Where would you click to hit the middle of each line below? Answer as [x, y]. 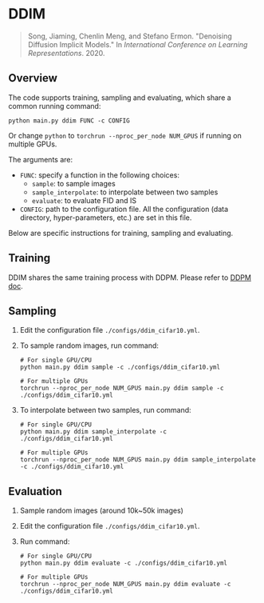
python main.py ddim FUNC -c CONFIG [69, 121]
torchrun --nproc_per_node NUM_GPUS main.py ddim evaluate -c [125, 585]
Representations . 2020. [66, 53]
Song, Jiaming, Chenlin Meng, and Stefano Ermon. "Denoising [130, 36]
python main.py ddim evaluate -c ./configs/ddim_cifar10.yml [124, 563]
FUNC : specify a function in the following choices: [99, 175]
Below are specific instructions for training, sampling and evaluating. [121, 233]
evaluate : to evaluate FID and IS [84, 200]
